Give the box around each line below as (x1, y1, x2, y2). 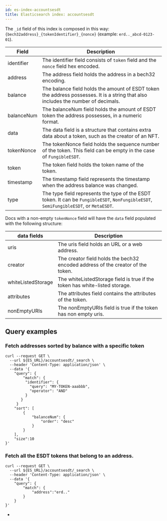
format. (42, 118, 60, 125)
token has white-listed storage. (58, 282, 131, 289)
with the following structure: (5, 220, 63, 226)
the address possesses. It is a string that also (42, 91, 148, 98)
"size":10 (14, 437, 35, 442)
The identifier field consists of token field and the (42, 56, 157, 63)
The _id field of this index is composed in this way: (5, 25, 109, 31)
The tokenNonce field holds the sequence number (42, 141, 160, 148)
